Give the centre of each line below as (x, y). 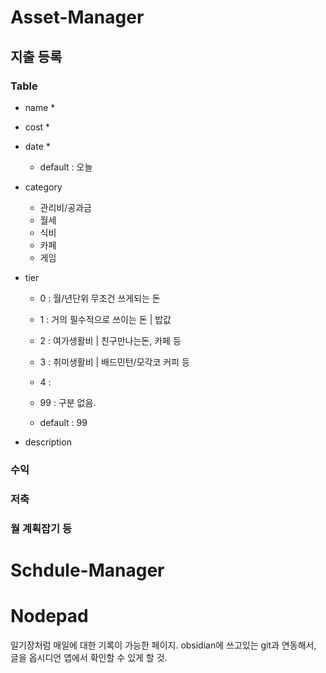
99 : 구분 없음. (68, 402)
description (48, 442)
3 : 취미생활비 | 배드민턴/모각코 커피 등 (114, 362)
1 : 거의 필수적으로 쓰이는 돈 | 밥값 (105, 319)
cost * (37, 127)
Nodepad (49, 616)
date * (37, 146)
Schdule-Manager (87, 570)
